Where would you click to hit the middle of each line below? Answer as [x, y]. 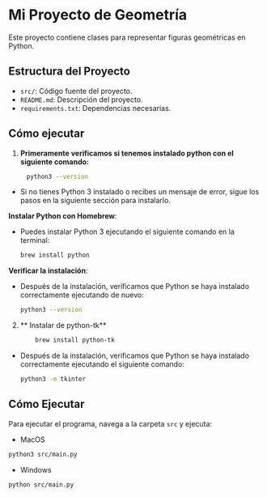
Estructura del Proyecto [70, 72]
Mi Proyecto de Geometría [98, 15]
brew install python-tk [75, 340]
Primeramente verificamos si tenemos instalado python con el [127, 153]
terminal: [35, 240]
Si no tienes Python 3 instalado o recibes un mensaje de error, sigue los [140, 192]
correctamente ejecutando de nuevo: [82, 295]
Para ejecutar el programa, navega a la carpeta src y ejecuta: [110, 423]
